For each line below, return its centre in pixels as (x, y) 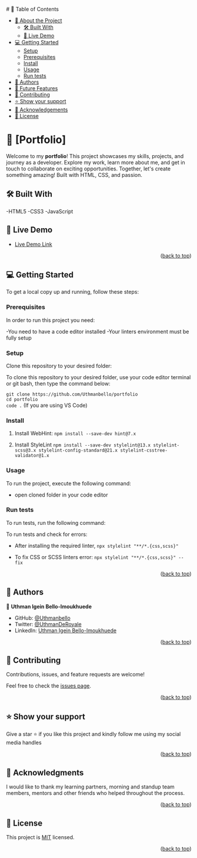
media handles (24, 742)
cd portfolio (22, 399)
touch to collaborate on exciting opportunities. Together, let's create (89, 169)
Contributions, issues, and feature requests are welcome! (76, 675)
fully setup (19, 338)
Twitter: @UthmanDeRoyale (48, 624)
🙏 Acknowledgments (45, 772)
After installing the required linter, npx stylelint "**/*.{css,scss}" (96, 545)
